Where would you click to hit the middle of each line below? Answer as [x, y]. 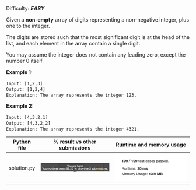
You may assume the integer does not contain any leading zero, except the [96, 54]
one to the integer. [28, 26]
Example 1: [20, 72]
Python [22, 142]
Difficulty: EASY [25, 8]
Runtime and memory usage [151, 145]
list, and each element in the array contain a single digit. [73, 43]
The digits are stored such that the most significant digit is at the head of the [98, 37]
